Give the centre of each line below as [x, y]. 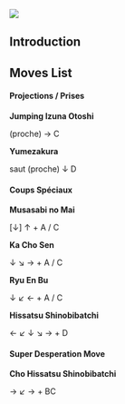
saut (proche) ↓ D [43, 169]
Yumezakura [34, 151]
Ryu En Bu [29, 281]
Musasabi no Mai [42, 210]
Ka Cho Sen [32, 245]
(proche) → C [34, 133]
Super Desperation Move [58, 353]
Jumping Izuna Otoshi [52, 116]
